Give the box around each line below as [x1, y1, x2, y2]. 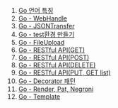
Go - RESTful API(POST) [18, 53, 90, 62]
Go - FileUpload [18, 38, 65, 46]
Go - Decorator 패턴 [18, 77, 76, 85]
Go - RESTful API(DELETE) [18, 61, 96, 69]
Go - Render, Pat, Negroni [18, 85, 94, 93]
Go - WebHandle [18, 14, 68, 23]
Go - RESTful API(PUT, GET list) [18, 68, 112, 77]
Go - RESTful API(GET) [18, 45, 85, 54]
